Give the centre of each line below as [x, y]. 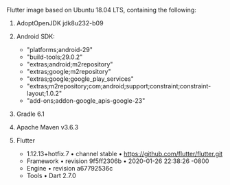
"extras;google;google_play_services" [80, 79]
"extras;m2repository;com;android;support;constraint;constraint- [119, 86]
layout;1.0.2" [44, 93]
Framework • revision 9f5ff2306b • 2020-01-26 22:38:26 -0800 [118, 161]
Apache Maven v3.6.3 [47, 127]
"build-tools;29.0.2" [55, 57]
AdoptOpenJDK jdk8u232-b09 [60, 23]
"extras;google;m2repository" [69, 72]
